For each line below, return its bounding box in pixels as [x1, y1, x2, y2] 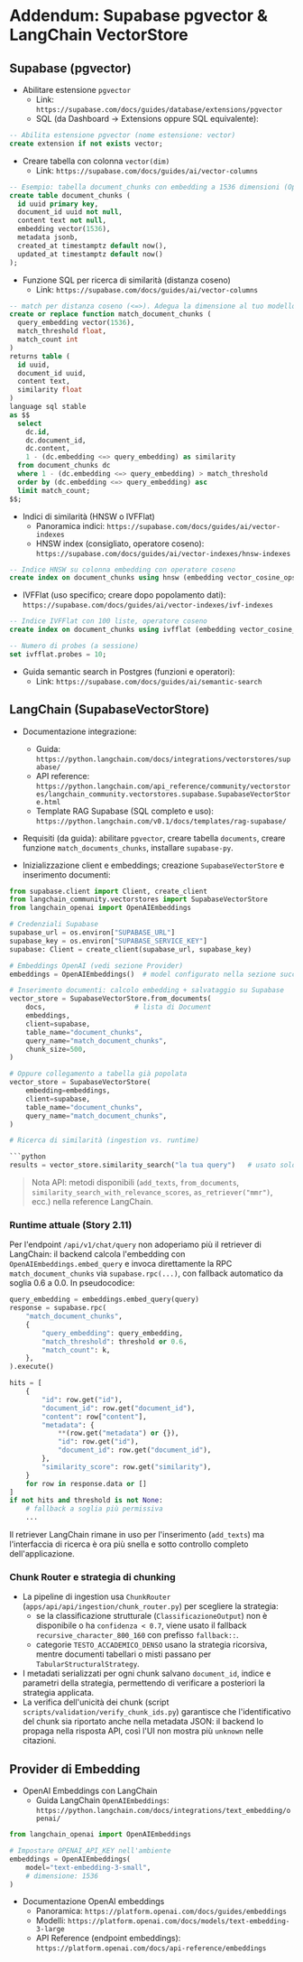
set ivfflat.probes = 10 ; [9, 649, 106, 659]
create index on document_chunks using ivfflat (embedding [9, 625, 236, 635]
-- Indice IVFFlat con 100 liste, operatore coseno [9, 617, 207, 626]
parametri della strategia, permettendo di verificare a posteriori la [22, 1678, 266, 1688]
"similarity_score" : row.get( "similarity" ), [41, 1462, 212, 1472]
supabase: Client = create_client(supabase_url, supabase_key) [9, 944, 252, 953]
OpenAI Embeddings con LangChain [22, 1785, 158, 1797]
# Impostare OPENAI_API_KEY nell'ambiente [9, 1846, 171, 1855]
